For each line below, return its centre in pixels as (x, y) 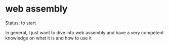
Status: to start (21, 23)
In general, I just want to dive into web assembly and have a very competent (85, 32)
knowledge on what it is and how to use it (49, 38)
